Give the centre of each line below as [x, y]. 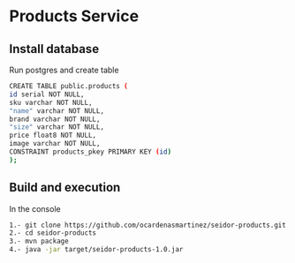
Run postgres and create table [64, 70]
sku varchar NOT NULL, [51, 102]
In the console [35, 208]
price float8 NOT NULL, [53, 135]
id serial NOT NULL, [47, 94]
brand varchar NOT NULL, [55, 119]
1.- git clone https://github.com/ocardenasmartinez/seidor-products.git [148, 225]
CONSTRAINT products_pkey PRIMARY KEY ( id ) [91, 152]
